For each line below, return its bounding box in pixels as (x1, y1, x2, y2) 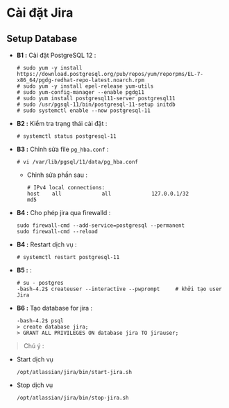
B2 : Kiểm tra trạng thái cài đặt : (16, 120, 108, 127)
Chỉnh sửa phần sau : (26, 171, 88, 179)
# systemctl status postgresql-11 (16, 133, 117, 140)
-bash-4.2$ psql (16, 317, 64, 324)
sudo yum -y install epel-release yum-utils (23, 83, 154, 90)
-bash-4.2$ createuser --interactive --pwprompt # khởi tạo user (16, 285, 223, 292)
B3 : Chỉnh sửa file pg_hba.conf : (16, 145, 109, 153)
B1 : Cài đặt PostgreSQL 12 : (16, 51, 96, 59)
